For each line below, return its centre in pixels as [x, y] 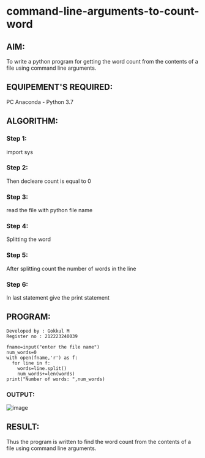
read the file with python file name [50, 210]
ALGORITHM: [32, 121]
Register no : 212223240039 [42, 336]
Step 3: [17, 197]
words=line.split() [42, 368]
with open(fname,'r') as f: [42, 358]
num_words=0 [21, 352]
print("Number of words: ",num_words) [56, 379]
